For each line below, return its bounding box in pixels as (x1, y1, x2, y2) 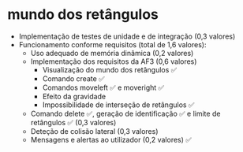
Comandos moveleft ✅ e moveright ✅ (42, 83, 165, 92)
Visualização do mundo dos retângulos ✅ (42, 65, 178, 74)
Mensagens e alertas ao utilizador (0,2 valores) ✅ (30, 135, 193, 144)
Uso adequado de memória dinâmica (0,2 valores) (30, 48, 194, 57)
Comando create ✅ (42, 73, 105, 83)
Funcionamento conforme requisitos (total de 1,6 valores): (18, 39, 207, 49)
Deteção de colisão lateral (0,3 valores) (30, 126, 159, 135)
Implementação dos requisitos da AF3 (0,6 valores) (30, 57, 197, 66)
